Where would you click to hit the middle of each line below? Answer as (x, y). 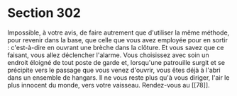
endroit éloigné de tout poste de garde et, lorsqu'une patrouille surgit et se (116, 62)
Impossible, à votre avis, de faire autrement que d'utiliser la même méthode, (118, 32)
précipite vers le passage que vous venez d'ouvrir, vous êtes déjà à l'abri (114, 70)
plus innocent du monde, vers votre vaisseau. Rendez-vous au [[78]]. (109, 85)
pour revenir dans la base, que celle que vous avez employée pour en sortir (118, 40)
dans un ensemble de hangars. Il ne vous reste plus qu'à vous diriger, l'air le (118, 77)
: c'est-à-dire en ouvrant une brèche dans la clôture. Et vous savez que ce (116, 47)
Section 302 (44, 13)
